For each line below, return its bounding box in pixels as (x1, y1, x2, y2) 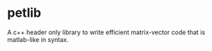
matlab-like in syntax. (7, 35, 69, 43)
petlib (7, 5, 42, 21)
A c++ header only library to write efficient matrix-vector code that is (7, 28, 206, 36)
